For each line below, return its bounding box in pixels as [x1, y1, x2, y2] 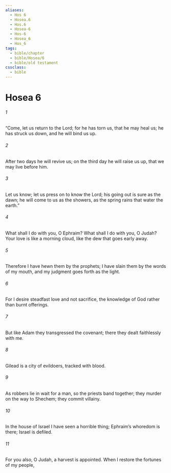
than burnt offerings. [5, 302, 49, 308]
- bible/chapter [10, 50, 45, 56]
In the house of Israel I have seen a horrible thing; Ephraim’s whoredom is [5, 424, 160, 430]
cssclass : [5, 65, 27, 70]
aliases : [5, 7, 24, 13]
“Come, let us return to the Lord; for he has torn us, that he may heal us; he [5, 125, 164, 131]
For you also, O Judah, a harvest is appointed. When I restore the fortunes [5, 457, 162, 463]
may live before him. [5, 163, 49, 170]
